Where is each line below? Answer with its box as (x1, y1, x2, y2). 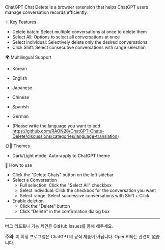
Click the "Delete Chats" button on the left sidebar (12, 172, 114, 178)
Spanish (12, 104, 29, 110)
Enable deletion (12, 198, 44, 204)
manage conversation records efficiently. (5, 9, 88, 15)
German (12, 113, 29, 119)
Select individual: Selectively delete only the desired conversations (12, 39, 148, 45)
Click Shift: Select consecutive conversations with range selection (12, 44, 146, 50)
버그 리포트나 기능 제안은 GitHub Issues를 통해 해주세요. (5, 223, 113, 229)
